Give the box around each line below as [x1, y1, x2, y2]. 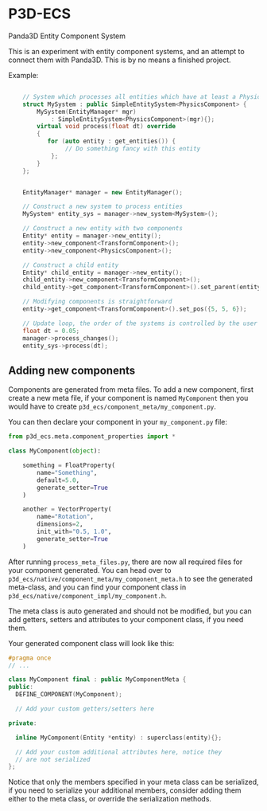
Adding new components [8, 363, 136, 377]
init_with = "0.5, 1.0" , [37, 527, 112, 535]
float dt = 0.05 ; [22, 327, 80, 335]
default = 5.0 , [37, 476, 80, 484]
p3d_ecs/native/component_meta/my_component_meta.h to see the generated [8, 574, 253, 583]
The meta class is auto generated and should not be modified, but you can [8, 606, 252, 616]
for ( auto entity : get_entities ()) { [47, 137, 176, 146]
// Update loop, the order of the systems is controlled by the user [22, 319, 258, 327]
